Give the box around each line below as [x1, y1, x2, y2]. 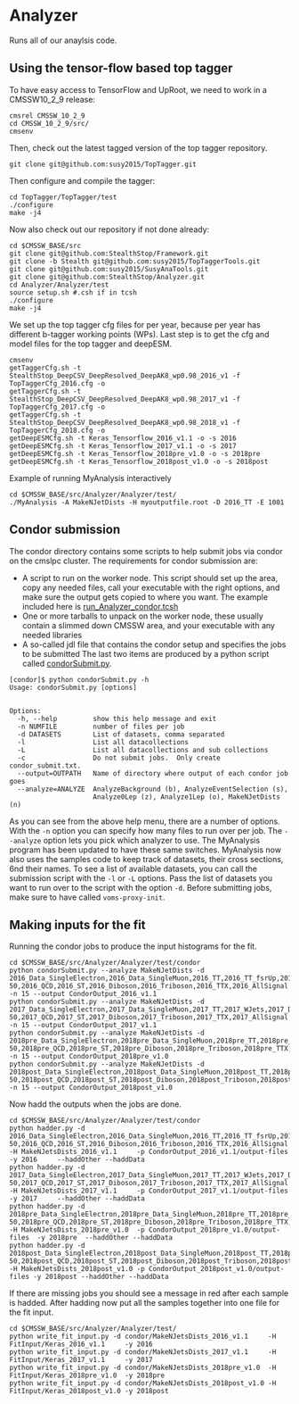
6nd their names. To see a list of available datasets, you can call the [9, 863, 258, 874]
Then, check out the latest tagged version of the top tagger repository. [9, 142, 268, 153]
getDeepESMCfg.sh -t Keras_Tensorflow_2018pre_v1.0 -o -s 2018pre [9, 449, 261, 458]
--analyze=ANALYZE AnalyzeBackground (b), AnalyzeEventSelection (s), [17, 785, 289, 793]
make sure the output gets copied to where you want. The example [21, 591, 269, 602]
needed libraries [21, 629, 83, 640]
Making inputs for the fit [9, 917, 146, 933]
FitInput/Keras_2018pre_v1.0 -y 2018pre [9, 1371, 166, 1380]
